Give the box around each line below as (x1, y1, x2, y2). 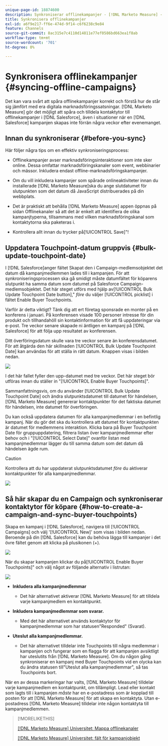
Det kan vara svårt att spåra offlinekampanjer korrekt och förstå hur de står (5, 98, 160, 104)
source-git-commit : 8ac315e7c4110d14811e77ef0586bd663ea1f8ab (5, 31, 138, 36)
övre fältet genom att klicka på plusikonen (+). (5, 540, 100, 545)
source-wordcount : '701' (5, 40, 57, 45)
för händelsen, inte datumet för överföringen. (5, 404, 99, 410)
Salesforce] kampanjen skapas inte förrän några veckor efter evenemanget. (5, 119, 161, 126)
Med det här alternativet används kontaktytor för (20, 618, 120, 624)
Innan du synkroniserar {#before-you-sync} (5, 134, 146, 142)
